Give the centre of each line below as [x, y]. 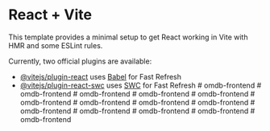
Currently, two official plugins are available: [80, 61]
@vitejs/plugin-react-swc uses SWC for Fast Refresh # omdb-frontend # [141, 85]
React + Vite [50, 15]
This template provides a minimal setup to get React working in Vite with [128, 37]
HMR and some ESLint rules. [56, 45]
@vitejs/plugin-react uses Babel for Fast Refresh [101, 76]
